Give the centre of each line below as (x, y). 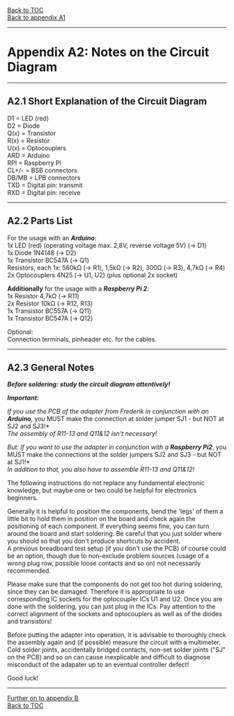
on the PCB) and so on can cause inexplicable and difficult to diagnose (109, 657)
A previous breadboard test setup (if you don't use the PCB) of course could (117, 548)
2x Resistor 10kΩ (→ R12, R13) (50, 303)
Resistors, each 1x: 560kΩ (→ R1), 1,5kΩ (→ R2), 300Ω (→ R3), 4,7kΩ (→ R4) (116, 268)
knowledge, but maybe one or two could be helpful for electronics (102, 490)
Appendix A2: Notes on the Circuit (108, 52)
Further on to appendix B (43, 699)
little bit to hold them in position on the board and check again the (102, 519)
